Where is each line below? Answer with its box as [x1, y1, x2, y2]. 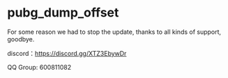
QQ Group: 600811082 [7, 63, 72, 71]
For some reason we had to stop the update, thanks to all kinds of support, [7, 28, 222, 36]
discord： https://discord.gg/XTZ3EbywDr [7, 49, 127, 57]
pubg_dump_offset [7, 5, 119, 21]
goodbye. [7, 35, 35, 43]
